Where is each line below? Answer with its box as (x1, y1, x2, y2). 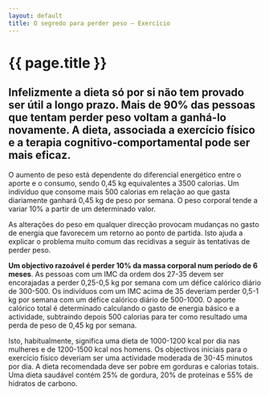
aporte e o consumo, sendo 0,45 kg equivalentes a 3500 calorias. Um (8, 178, 239, 188)
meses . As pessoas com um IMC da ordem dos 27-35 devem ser (8, 269, 224, 279)
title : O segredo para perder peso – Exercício (8, 19, 171, 27)
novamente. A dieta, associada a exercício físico (8, 124, 255, 137)
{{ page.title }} (8, 54, 108, 72)
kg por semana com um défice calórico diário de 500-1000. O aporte (8, 295, 236, 304)
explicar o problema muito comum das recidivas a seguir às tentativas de (8, 236, 251, 246)
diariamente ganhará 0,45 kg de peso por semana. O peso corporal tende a (8, 195, 259, 205)
